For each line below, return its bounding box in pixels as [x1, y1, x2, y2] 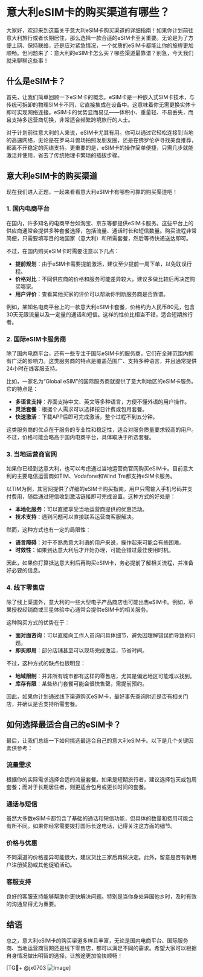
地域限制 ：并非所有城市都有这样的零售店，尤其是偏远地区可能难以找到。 [14, 672, 195, 679]
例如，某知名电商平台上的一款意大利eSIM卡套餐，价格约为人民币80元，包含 [6, 303, 195, 310]
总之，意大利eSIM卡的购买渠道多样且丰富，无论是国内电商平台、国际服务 [6, 937, 188, 944]
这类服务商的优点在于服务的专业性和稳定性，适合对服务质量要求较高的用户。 [6, 426, 197, 434]
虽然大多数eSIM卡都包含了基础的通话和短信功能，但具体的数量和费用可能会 [6, 815, 194, 822]
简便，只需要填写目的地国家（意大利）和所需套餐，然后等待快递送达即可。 [6, 234, 192, 242]
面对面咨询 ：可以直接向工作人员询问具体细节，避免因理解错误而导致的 [14, 632, 190, 639]
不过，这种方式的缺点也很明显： [6, 659, 86, 667]
